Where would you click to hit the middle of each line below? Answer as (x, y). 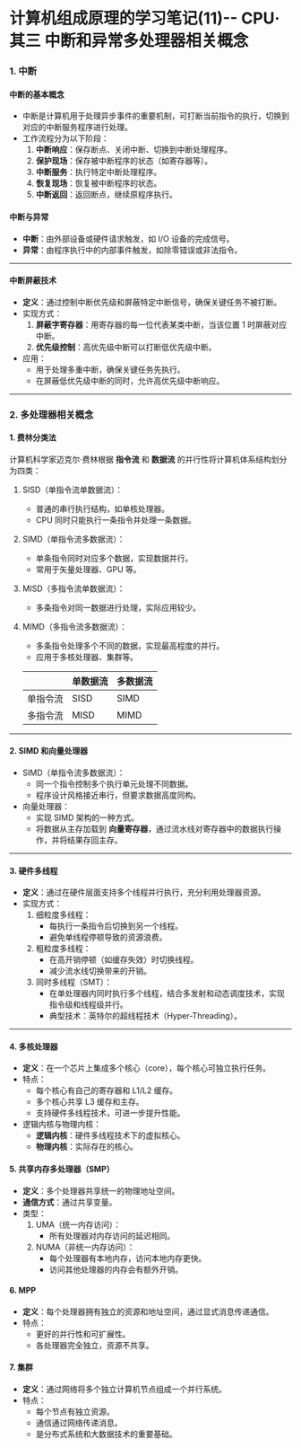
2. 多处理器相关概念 (52, 414)
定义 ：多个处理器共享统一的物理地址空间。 (101, 1190)
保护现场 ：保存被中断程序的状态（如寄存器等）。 (124, 161)
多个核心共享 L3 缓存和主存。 (90, 1102)
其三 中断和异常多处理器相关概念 (129, 41)
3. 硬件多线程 (34, 870)
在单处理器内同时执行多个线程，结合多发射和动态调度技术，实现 (167, 993)
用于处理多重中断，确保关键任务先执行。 (110, 369)
